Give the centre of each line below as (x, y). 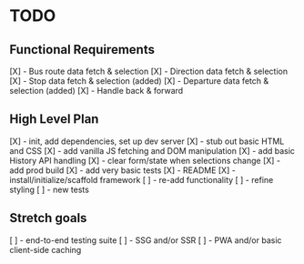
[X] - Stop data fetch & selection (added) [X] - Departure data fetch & (139, 81)
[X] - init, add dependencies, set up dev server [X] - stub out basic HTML (147, 141)
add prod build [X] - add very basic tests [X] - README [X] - (123, 170)
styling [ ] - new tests (49, 189)
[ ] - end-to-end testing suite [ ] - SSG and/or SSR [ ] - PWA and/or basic (146, 240)
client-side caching (46, 249)
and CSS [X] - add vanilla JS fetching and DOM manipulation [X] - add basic (152, 150)
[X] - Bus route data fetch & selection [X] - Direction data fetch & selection (149, 71)
